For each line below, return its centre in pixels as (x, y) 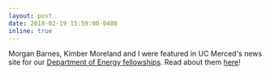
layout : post (30, 16)
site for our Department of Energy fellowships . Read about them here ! (124, 62)
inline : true (30, 31)
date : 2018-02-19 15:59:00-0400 (63, 23)
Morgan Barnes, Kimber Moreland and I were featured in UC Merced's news (135, 54)
